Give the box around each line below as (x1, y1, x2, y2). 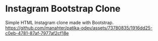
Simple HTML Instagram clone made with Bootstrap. (5, 19, 114, 25)
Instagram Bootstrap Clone (5, 3, 121, 14)
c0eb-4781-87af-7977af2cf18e (5, 30, 69, 36)
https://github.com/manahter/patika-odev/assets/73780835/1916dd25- (5, 24, 153, 30)
